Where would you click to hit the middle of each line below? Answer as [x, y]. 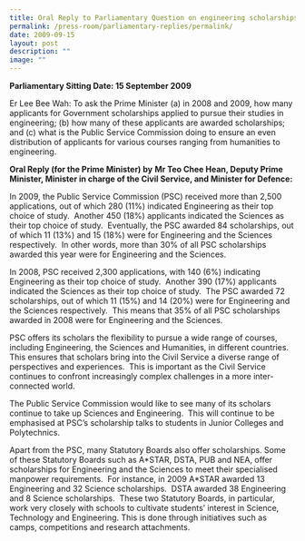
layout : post [34, 43]
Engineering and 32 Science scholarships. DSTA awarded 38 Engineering [148, 488]
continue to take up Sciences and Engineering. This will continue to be [142, 413]
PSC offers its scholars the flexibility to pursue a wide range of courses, [144, 338]
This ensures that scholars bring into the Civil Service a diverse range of [144, 357]
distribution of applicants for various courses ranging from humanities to [145, 142]
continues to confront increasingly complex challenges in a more [131, 376]
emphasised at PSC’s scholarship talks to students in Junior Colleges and [147, 423]
